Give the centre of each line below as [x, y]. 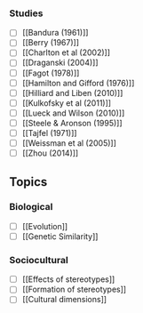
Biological [31, 207]
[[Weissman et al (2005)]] [69, 143]
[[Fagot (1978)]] [51, 73]
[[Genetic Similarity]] [60, 236]
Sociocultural [39, 260]
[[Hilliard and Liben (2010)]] [72, 92]
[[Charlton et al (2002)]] [66, 52]
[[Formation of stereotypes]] [74, 289]
